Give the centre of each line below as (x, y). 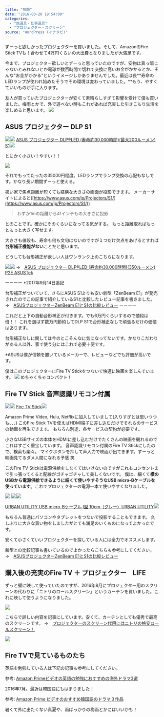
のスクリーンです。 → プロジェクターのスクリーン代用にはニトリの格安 (78, 623)
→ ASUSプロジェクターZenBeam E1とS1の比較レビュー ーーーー (71, 305)
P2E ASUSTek (19, 272)
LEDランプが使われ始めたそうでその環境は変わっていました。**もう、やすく (82, 81)
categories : (17, 19)
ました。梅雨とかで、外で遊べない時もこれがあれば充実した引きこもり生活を (82, 104)
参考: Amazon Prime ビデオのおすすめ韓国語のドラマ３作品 (64, 699)
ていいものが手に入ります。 (33, 88)
